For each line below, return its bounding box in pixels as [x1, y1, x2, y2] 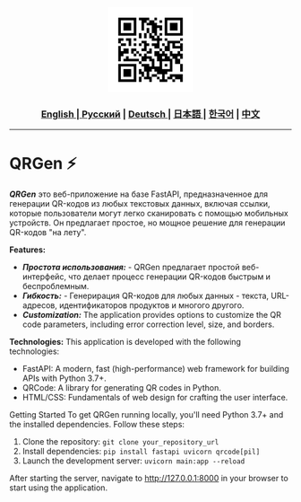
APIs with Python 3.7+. [21, 373, 107, 383]
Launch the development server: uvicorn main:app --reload [21, 455, 245, 466]
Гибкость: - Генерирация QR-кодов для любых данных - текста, [21, 290, 270, 302]
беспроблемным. [21, 281, 90, 292]
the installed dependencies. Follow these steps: [9, 419, 185, 430]
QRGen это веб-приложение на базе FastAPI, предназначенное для [9, 189, 269, 199]
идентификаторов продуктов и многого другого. [59, 300, 245, 311]
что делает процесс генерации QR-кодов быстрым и [68, 271, 271, 282]
